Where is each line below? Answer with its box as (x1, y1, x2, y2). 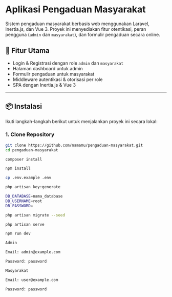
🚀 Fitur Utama (5, 46, 50, 55)
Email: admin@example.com (5, 250, 60, 255)
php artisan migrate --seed (5, 212, 66, 217)
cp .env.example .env (5, 175, 52, 181)
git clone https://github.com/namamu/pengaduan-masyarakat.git (5, 143, 143, 148)
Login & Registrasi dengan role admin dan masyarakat (12, 60, 124, 66)
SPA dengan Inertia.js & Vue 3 (12, 82, 76, 88)
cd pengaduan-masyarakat (5, 147, 58, 152)
